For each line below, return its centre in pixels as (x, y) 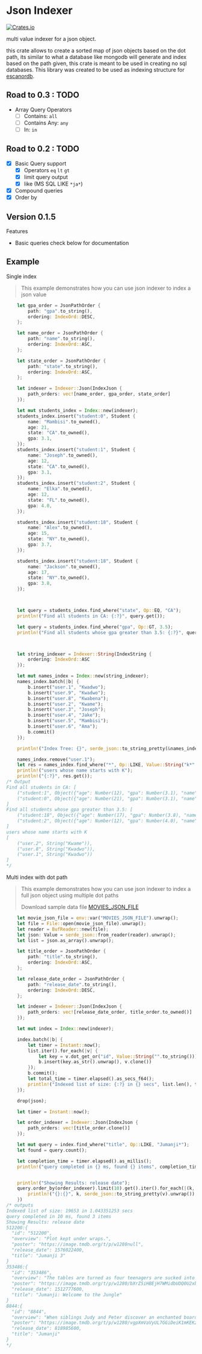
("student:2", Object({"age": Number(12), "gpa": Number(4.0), (98, 821)
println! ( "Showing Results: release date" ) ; (74, 1183)
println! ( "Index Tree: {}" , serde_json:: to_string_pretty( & (94, 748)
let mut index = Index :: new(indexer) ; (66, 1029)
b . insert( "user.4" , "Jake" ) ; (64, 715)
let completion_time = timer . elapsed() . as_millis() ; (84, 1161)
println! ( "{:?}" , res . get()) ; (55, 776)
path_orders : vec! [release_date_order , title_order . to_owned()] (110, 1012)
